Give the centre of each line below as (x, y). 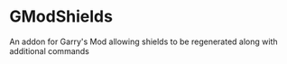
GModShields (61, 17)
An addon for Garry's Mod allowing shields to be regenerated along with (143, 41)
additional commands (50, 50)
